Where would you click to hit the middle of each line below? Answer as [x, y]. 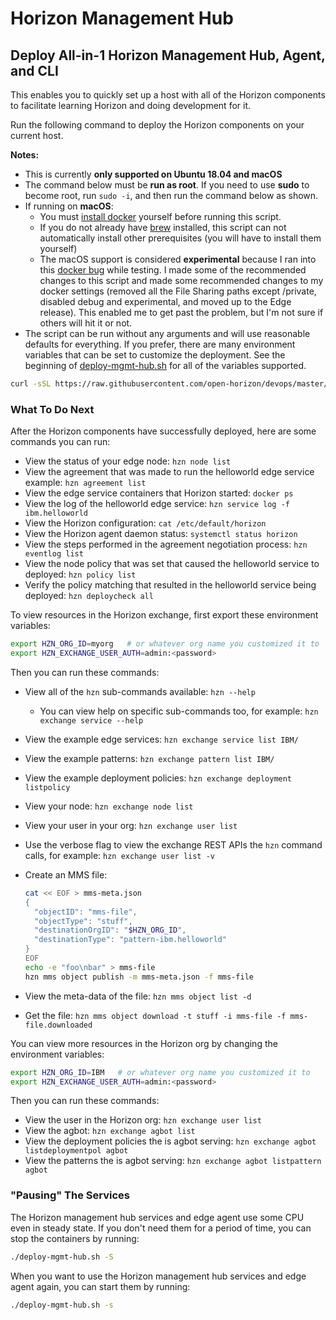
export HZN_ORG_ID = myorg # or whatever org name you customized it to [165, 644]
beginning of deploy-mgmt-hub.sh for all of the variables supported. [165, 365]
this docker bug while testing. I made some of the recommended [173, 270]
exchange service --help [91, 720]
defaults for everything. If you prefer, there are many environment [160, 344]
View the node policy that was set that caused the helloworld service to [172, 564]
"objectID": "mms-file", [86, 912]
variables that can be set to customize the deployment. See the [155, 355]
